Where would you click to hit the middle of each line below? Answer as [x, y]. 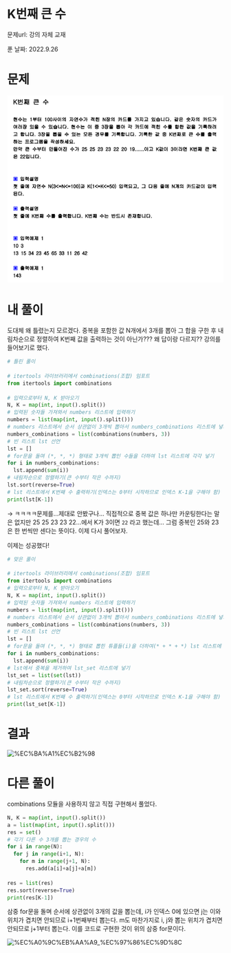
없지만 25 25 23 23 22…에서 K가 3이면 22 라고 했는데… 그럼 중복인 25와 [112, 522]
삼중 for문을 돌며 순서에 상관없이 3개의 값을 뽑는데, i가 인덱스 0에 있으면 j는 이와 [114, 912]
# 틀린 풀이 [21, 362]
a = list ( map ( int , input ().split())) [61, 825]
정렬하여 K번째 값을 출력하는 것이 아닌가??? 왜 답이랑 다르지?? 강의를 [129, 339]
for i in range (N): [35, 847]
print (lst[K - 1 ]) [30, 500]
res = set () [24, 832]
